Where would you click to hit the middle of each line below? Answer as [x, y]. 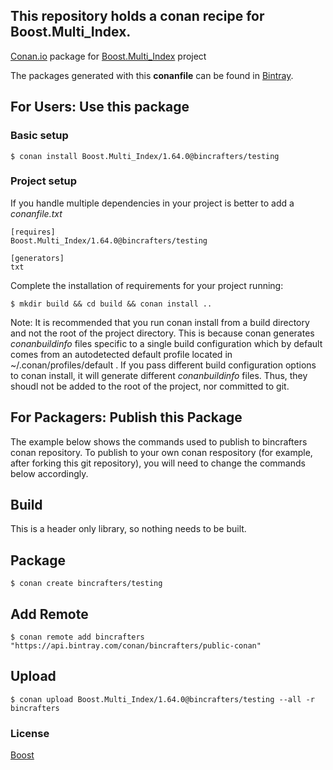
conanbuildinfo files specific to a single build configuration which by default [166, 343]
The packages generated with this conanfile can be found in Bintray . [152, 75]
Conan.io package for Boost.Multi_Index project [108, 56]
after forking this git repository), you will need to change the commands [158, 463]
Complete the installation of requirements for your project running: [147, 285]
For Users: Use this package [100, 107]
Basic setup [39, 136]
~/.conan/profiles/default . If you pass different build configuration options [163, 365]
